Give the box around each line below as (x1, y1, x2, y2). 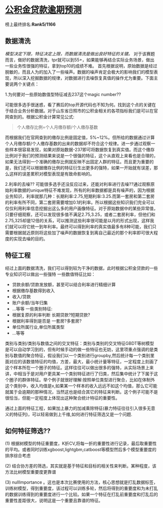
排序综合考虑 (5, 453, 31, 459)
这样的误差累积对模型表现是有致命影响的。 (9, 171, 95, 177)
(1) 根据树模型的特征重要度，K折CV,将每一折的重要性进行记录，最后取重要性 (5, 441, 157, 446)
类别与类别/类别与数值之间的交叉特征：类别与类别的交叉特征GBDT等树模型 (5, 340, 154, 346)
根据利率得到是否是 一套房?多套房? (12, 318, 82, 324)
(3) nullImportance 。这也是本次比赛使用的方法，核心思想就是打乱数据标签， (5, 479, 158, 485)
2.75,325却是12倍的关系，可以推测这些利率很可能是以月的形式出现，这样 (5, 217, 150, 223)
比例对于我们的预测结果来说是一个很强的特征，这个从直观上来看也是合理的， (5, 152, 158, 158)
